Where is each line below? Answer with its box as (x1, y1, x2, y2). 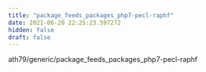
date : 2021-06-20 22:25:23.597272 (8, 19, 122, 27)
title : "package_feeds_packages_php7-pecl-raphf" (8, 11, 175, 20)
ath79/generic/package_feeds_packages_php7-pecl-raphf (8, 55, 198, 64)
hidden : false (8, 26, 55, 34)
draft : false (8, 33, 51, 41)
